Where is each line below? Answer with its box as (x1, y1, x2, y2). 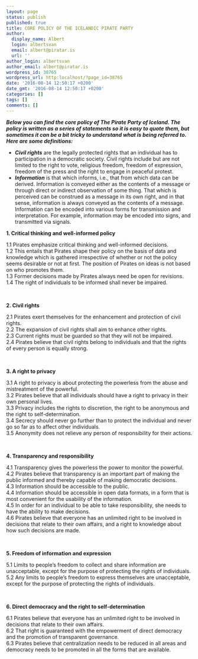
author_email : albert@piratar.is (6, 63, 89, 70)
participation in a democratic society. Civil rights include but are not (14, 155, 180, 162)
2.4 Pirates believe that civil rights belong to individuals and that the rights (6, 338, 187, 345)
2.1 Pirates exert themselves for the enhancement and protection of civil (6, 313, 181, 320)
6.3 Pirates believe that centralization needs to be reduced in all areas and (6, 639, 187, 647)
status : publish (6, 14, 46, 20)
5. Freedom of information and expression (6, 549, 111, 557)
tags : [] (6, 97, 28, 102)
